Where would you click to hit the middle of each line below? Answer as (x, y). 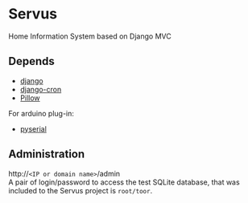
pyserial (33, 128)
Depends (31, 61)
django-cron (41, 89)
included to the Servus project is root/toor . (81, 190)
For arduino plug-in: (41, 113)
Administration (47, 154)
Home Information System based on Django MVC (90, 36)
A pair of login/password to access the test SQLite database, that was (124, 182)
